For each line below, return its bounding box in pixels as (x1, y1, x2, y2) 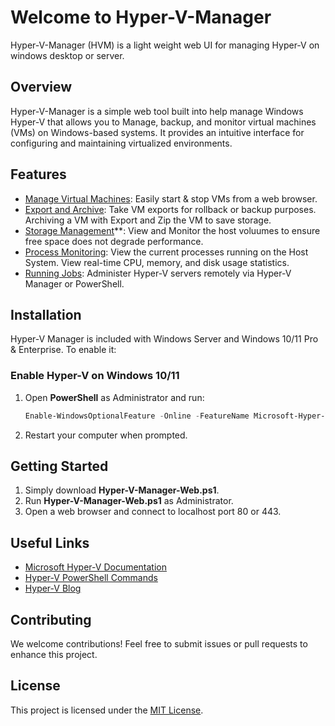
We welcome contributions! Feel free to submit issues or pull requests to (10, 637, 308, 650)
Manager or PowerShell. (24, 277, 125, 290)
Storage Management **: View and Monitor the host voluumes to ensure (24, 224, 321, 236)
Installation (10, 306, 82, 323)
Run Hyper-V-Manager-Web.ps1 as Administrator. (24, 495, 234, 507)
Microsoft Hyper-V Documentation (24, 561, 168, 573)
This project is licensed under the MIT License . (10, 704, 204, 716)
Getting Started (10, 457, 109, 475)
